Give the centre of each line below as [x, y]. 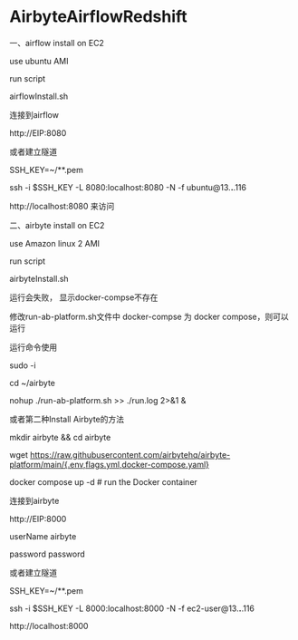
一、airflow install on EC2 [57, 43]
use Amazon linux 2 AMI [55, 243]
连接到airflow [34, 114]
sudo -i [23, 365]
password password [48, 554]
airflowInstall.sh [39, 96]
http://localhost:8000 [49, 625]
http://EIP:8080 [38, 132]
